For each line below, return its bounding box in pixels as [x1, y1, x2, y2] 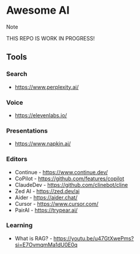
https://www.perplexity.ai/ [14, 83, 79, 90]
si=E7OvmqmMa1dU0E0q [14, 241, 78, 248]
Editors [6, 155, 28, 164]
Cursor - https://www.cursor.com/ [14, 200, 99, 207]
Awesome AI [6, 4, 70, 17]
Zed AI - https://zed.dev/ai [14, 187, 80, 195]
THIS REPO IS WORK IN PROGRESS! [6, 35, 95, 42]
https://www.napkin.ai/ [14, 140, 71, 148]
